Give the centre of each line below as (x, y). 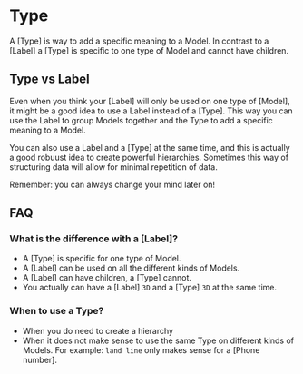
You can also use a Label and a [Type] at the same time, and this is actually (150, 147)
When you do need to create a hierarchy (98, 330)
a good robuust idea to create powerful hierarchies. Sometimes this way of (149, 157)
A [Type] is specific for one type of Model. (102, 259)
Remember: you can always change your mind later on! (112, 184)
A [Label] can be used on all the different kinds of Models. (131, 268)
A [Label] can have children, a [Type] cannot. (107, 278)
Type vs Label (49, 79)
